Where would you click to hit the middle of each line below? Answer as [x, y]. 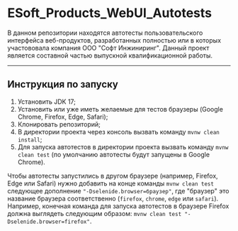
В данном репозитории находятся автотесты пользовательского [105, 33]
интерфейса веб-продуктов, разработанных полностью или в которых [114, 40]
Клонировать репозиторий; [59, 124]
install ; [30, 139]
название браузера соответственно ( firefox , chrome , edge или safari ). [113, 198]
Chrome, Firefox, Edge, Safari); [63, 117]
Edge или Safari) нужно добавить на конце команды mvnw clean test [111, 183]
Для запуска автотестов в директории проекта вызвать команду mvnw [123, 146]
